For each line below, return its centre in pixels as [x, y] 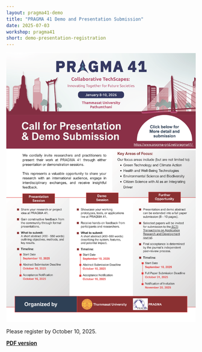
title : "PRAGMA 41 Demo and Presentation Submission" [75, 19]
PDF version [22, 343]
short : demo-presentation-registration [56, 38]
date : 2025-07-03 [28, 25]
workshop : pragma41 [31, 32]
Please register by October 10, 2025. [51, 331]
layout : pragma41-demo [35, 13]
